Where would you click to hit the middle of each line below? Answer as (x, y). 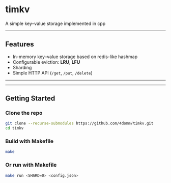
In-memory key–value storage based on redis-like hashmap (75, 57)
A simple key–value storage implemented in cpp (55, 23)
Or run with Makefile (31, 165)
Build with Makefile (30, 141)
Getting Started (30, 99)
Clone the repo (24, 113)
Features (20, 44)
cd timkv (15, 128)
